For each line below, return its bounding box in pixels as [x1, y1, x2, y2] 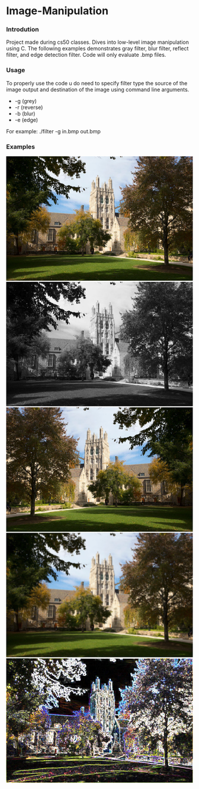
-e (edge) [14, 116, 38, 123]
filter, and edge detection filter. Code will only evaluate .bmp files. [6, 52, 166, 59]
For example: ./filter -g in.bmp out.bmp [6, 127, 101, 134]
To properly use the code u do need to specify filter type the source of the [6, 79, 188, 86]
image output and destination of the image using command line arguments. [6, 86, 190, 93]
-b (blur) [14, 110, 36, 117]
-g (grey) [14, 97, 37, 104]
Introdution [6, 25, 40, 34]
